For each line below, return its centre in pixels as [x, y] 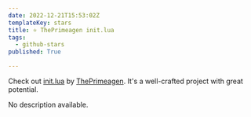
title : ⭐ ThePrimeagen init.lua [61, 30]
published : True [35, 52]
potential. [24, 90]
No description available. [48, 104]
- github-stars [40, 45]
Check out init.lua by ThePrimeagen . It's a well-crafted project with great [125, 81]
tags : [17, 37]
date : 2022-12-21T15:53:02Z [54, 15]
